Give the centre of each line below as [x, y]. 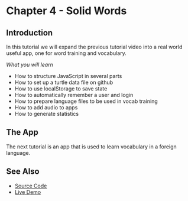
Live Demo [28, 192]
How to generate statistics [46, 114]
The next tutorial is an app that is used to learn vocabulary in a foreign [92, 147]
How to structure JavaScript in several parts [68, 76]
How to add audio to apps [46, 107]
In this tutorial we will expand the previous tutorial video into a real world [94, 47]
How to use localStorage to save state [61, 89]
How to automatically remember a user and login [74, 95]
